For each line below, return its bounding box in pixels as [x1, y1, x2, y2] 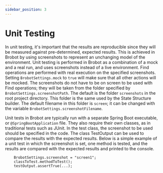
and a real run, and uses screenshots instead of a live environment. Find [5, 64, 149, 70]
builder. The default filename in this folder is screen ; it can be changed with [5, 100, 155, 106]
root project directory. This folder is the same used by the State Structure [5, 95, 151, 101]
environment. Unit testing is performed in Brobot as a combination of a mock [5, 59, 158, 65]
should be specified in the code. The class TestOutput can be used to [5, 130, 144, 136]
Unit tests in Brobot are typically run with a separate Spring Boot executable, [5, 115, 158, 121]
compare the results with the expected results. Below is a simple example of [5, 135, 157, 141]
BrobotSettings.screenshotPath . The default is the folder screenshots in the [5, 90, 156, 96]
